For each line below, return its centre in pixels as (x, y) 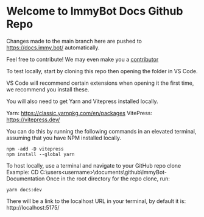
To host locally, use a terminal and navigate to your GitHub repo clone (94, 165)
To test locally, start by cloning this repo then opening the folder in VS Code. (102, 71)
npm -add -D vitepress (35, 149)
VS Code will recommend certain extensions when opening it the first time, (100, 83)
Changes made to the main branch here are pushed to (74, 41)
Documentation (26, 179)
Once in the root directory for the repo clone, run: (108, 179)
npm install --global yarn (40, 154)
